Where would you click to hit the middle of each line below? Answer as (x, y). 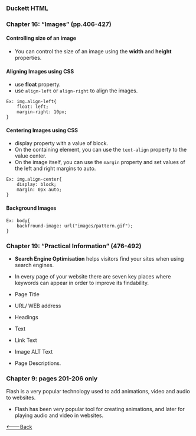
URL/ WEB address (38, 306)
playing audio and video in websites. (59, 415)
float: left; (33, 107)
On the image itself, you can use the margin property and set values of (100, 162)
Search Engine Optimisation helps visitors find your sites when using (99, 258)
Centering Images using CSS (42, 130)
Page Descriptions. (38, 363)
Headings (26, 317)
